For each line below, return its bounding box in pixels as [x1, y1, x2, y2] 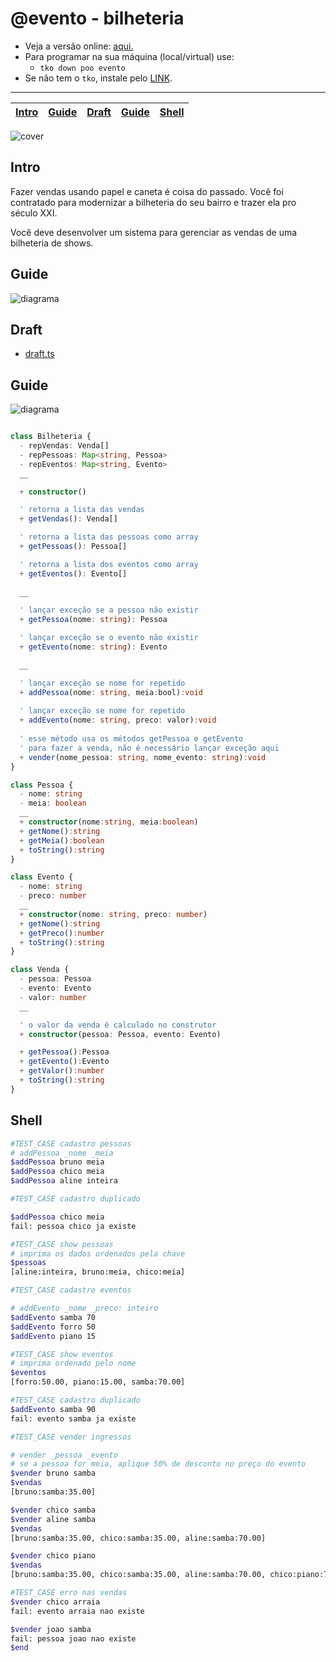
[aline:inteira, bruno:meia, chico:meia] [10, 1267, 186, 1277]
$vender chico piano [10, 1551, 97, 1561]
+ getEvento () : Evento [19, 1057, 110, 1067]
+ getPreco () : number [19, 928, 105, 938]
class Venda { [10, 965, 70, 975]
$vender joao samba [10, 1624, 92, 1634]
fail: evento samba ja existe [10, 1413, 137, 1424]
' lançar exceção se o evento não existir [19, 633, 199, 643]
